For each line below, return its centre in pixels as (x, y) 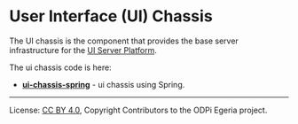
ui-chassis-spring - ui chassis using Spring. (103, 84)
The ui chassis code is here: (61, 67)
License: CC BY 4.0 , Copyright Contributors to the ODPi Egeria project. (138, 110)
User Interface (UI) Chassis (111, 16)
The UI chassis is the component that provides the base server (124, 41)
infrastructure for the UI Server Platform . (83, 50)
